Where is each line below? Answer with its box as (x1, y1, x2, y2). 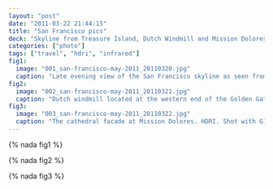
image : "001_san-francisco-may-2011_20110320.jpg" (15, 65, 191, 73)
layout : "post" (8, 11, 60, 20)
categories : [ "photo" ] (8, 42, 85, 50)
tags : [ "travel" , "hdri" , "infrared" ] (8, 49, 140, 58)
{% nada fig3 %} (8, 171, 65, 181)
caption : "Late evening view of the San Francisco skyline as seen (15, 72, 249, 80)
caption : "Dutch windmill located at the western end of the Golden (15, 95, 253, 103)
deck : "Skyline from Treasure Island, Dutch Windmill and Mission (8, 34, 238, 43)
